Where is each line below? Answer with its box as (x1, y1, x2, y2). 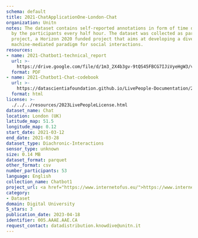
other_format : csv (6, 162, 51, 168)
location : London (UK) (6, 113, 62, 119)
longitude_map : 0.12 (6, 124, 57, 130)
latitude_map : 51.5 (6, 119, 54, 125)
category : (6, 190, 31, 195)
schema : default (6, 8, 46, 15)
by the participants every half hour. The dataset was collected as (11, 31, 183, 37)
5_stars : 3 (6, 206, 33, 213)
